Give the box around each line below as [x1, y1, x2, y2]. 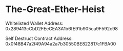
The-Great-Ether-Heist [5, 4, 105, 15]
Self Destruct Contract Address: [5, 35, 73, 41]
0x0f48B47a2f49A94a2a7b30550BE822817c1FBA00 [5, 40, 116, 46]
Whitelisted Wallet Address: [5, 20, 64, 26]
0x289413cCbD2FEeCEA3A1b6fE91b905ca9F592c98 [5, 25, 118, 31]
